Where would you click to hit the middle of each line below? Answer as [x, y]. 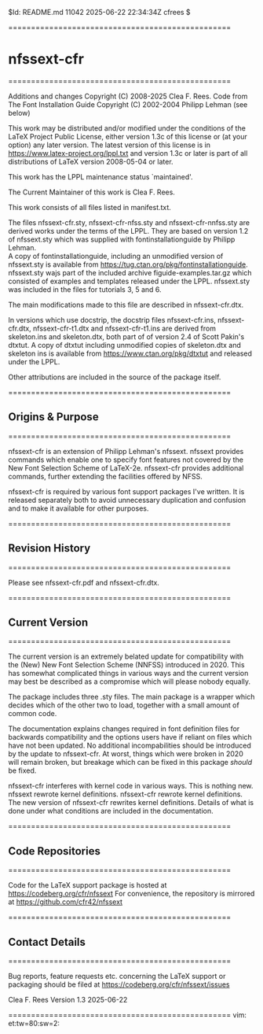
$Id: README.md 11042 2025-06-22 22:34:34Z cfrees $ [99, 12]
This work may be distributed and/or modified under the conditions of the [127, 128]
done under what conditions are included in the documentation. [111, 811]
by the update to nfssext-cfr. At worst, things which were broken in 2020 [126, 754]
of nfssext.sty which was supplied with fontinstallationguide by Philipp [122, 239]
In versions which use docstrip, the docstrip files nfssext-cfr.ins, [112, 319]
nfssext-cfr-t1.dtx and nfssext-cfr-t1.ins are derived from [124, 328]
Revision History [49, 548]
